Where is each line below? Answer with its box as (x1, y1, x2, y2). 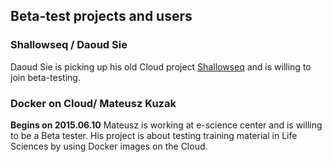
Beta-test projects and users (10, 8, 193, 25)
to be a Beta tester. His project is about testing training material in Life (10, 129, 298, 141)
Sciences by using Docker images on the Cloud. (10, 140, 208, 152)
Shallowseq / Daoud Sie (10, 38, 128, 52)
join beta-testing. (10, 71, 81, 83)
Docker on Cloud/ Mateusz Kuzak (10, 96, 177, 110)
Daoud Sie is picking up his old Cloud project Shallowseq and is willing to (10, 60, 312, 73)
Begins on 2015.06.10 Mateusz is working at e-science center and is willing (10, 119, 323, 131)
